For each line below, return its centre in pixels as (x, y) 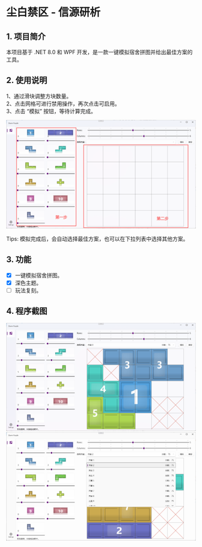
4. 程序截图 (27, 311)
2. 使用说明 (27, 80)
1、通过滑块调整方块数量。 (39, 96)
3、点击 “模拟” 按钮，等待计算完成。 (51, 111)
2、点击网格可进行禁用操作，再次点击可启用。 (63, 104)
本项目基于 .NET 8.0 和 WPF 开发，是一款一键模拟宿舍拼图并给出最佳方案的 (99, 52)
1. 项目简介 (26, 36)
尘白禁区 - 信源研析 (54, 12)
